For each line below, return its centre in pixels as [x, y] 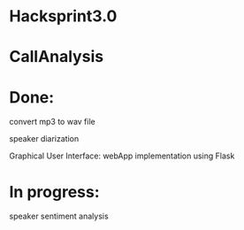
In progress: [54, 192]
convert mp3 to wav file [52, 122]
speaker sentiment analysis [59, 216]
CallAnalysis [57, 57]
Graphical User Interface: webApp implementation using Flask [122, 156]
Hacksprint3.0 [63, 16]
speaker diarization [44, 139]
